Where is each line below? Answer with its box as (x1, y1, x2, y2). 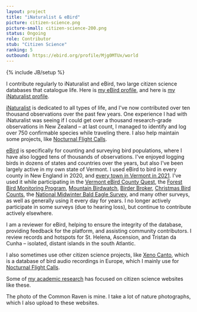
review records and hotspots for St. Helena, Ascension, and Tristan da (6, 234, 177, 241)
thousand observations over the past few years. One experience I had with (6, 110, 188, 117)
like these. (6, 281, 31, 288)
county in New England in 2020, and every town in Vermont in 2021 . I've (6, 172, 182, 179)
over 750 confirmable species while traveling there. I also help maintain (6, 129, 179, 136)
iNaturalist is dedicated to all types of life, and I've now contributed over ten (6, 104, 191, 111)
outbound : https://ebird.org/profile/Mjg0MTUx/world (6, 52, 139, 58)
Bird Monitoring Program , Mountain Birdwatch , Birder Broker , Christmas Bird (6, 184, 191, 192)
